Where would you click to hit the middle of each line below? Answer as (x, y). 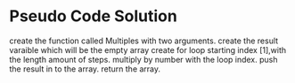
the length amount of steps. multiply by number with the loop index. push (143, 59)
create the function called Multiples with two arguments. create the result (144, 41)
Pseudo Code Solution (94, 16)
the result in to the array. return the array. (85, 69)
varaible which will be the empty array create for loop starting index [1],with (148, 49)
